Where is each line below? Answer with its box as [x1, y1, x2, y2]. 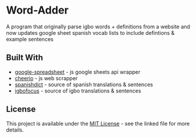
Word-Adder [6, 4, 69, 17]
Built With [6, 52, 43, 63]
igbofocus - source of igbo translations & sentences [14, 87, 142, 94]
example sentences [6, 35, 54, 42]
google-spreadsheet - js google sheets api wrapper [14, 68, 141, 75]
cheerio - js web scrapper [14, 74, 78, 81]
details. [6, 126, 24, 133]
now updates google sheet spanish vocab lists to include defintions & [6, 29, 175, 36]
